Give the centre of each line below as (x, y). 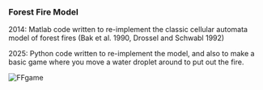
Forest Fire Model (43, 12)
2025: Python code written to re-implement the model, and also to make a (131, 54)
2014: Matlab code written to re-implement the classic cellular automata (128, 30)
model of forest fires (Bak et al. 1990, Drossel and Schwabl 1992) (117, 38)
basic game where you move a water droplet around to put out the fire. (126, 62)
